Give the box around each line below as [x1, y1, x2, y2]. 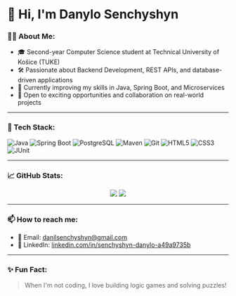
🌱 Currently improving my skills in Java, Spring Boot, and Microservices [17, 84, 225, 92]
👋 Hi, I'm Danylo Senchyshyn [7, 6, 179, 22]
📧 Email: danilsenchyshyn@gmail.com [17, 233, 128, 242]
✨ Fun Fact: [7, 265, 48, 275]
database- [192, 66, 223, 75]
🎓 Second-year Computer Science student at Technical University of [17, 48, 220, 56]
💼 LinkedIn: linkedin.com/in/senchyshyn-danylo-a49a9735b [17, 240, 191, 249]
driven [17, 76, 37, 84]
